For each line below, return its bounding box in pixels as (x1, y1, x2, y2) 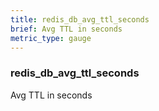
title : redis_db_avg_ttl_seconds (10, 14, 150, 25)
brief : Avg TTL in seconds (10, 24, 123, 34)
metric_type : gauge (10, 33, 92, 43)
